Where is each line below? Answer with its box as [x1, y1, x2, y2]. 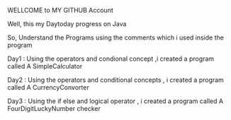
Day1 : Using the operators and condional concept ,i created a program [7, 54, 215, 63]
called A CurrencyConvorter [7, 83, 90, 91]
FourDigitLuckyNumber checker [7, 104, 101, 112]
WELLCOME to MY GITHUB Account [7, 6, 113, 14]
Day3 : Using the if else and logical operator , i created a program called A [7, 97, 224, 105]
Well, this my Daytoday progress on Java [7, 20, 127, 28]
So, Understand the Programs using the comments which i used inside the [7, 33, 225, 42]
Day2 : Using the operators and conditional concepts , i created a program [7, 76, 225, 84]
